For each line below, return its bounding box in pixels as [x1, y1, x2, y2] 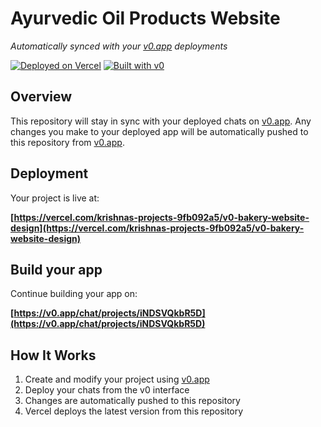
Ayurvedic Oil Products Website [10, 7, 281, 30]
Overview [10, 88, 73, 106]
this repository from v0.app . [10, 136, 125, 148]
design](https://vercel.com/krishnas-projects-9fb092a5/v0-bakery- [10, 222, 305, 234]
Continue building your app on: [10, 288, 138, 300]
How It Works [10, 347, 97, 364]
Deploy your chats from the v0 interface [24, 384, 190, 396]
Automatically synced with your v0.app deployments [10, 40, 228, 52]
